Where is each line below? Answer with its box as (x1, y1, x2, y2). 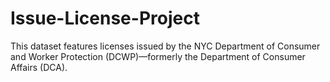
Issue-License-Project (10, 7, 200, 30)
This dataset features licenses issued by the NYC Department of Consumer (10, 40, 321, 52)
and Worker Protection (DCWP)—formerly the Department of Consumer (10, 50, 306, 62)
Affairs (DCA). (10, 61, 68, 73)
